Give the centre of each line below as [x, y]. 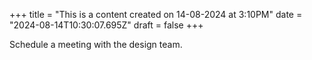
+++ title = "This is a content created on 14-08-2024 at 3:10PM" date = [156, 14]
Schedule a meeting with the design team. [96, 44]
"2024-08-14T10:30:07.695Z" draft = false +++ [106, 25]
